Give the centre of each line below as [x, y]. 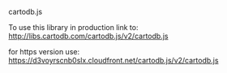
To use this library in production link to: [73, 27]
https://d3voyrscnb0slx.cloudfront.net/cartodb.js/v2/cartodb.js [113, 60]
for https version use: [44, 52]
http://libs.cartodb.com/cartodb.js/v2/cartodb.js [88, 36]
